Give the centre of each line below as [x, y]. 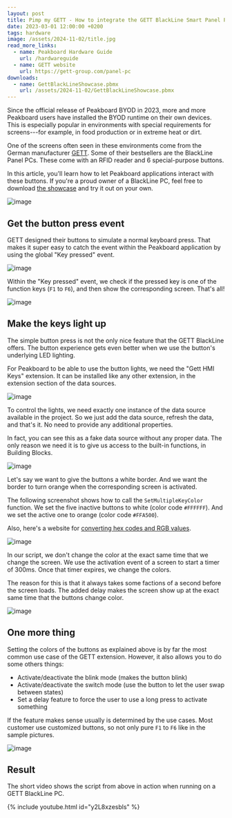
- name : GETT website [45, 65]
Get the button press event [66, 223]
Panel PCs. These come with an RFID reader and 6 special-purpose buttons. [116, 160]
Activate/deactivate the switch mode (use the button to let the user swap [121, 685]
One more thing [41, 633]
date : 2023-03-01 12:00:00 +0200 [55, 26]
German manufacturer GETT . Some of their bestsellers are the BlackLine [110, 153]
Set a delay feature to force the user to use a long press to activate [112, 699]
